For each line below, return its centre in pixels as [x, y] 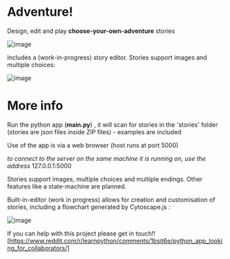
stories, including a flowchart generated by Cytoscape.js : [89, 207]
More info [35, 106]
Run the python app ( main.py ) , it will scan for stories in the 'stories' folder [113, 125]
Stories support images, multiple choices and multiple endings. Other [105, 179]
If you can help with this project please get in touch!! [81, 233]
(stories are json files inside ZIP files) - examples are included [94, 132]
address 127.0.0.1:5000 [39, 166]
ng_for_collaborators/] [38, 248]
